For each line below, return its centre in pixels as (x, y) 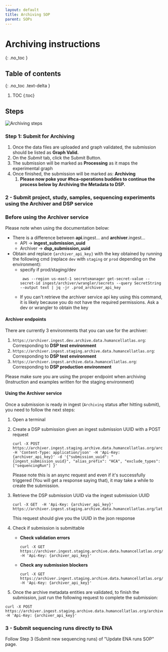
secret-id (30, 283)
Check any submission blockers (54, 565)
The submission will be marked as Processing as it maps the (75, 163)
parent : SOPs (19, 19)
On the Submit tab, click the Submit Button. (57, 158)
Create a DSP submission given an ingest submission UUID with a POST (86, 429)
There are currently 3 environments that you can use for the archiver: (76, 330)
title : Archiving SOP (28, 15)
